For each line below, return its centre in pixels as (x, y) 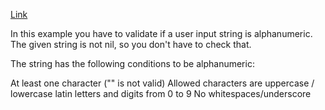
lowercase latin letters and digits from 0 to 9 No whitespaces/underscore (161, 93)
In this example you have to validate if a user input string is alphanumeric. (161, 33)
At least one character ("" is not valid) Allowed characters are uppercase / (162, 83)
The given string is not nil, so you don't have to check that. (131, 44)
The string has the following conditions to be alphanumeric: (132, 63)
